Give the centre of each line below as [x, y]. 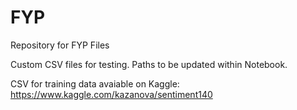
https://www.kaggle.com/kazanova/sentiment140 [111, 94]
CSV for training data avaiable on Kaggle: [95, 83]
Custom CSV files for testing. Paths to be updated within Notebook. [149, 64]
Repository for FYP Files [60, 45]
